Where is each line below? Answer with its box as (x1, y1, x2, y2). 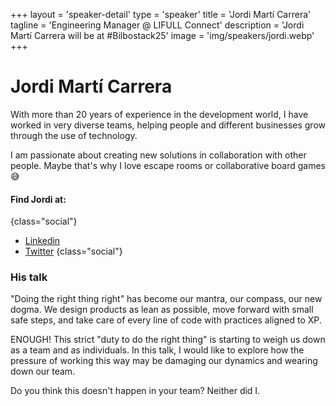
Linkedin (24, 235, 61, 247)
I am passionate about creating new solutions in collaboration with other (10, 149, 307, 161)
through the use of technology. (10, 129, 138, 141)
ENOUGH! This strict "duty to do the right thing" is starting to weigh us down (10, 334, 326, 346)
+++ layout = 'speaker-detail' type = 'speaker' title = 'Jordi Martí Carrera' (10, 9, 312, 20)
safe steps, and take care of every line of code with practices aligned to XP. (10, 314, 322, 326)
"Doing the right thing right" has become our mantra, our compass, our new (10, 293, 323, 305)
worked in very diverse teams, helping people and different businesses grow (10, 119, 326, 131)
